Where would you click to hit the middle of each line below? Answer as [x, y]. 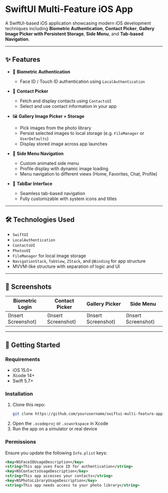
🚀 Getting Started [33, 345]
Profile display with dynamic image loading [64, 169]
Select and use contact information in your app [68, 106]
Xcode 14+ [23, 376]
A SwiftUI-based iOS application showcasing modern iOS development [78, 23]
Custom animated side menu [49, 163]
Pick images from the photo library [55, 128]
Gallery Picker [104, 304]
